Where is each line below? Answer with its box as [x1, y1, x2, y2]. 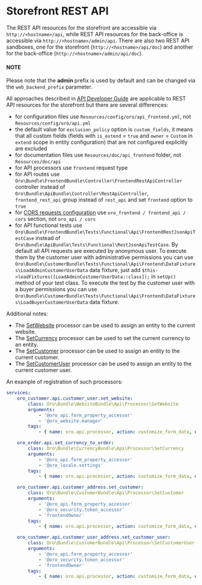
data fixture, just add [89, 267, 141, 274]
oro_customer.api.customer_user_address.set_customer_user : [17, 534, 171, 540]
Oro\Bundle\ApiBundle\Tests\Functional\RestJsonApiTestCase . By [14, 241, 179, 248]
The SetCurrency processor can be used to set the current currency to [14, 335, 191, 342]
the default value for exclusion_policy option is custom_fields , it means [14, 126, 194, 133]
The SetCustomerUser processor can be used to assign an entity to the [14, 360, 192, 368]
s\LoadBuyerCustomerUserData [14, 300, 88, 306]
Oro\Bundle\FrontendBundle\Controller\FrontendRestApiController [14, 178, 182, 184]
